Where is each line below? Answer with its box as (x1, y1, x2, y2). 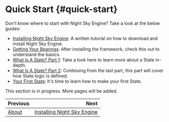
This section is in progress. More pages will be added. (5, 88, 118, 94)
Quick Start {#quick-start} (5, 4, 118, 15)
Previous (8, 100, 30, 107)
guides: (5, 25, 21, 31)
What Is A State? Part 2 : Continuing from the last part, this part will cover (12, 67, 164, 74)
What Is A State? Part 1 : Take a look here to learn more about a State (12, 56, 155, 63)
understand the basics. (12, 51, 61, 57)
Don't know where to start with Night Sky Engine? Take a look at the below (5, 20, 160, 26)
